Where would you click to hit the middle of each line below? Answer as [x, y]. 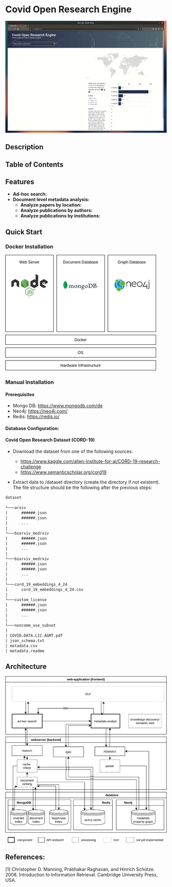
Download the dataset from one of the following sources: [73, 451]
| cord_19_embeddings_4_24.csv [44, 589]
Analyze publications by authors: [57, 210]
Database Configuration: [32, 428]
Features [20, 182]
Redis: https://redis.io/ [36, 417]
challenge [31, 467]
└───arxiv [16, 507]
